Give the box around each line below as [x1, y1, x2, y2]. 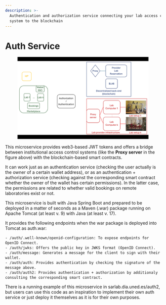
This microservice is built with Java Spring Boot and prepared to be [5, 200, 142, 206]
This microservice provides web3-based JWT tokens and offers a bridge [5, 144, 153, 150]
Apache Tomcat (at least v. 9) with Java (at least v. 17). [5, 210, 117, 216]
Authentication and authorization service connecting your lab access [9, 13, 158, 18]
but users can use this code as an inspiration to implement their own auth [5, 289, 155, 295]
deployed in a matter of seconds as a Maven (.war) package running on [5, 205, 151, 211]
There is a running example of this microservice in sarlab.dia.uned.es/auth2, [5, 284, 161, 290]
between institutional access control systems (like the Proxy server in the [5, 149, 155, 155]
